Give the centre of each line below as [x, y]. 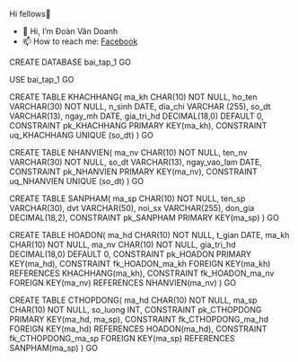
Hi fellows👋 [30, 14]
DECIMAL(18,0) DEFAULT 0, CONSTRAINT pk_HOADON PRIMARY [131, 254]
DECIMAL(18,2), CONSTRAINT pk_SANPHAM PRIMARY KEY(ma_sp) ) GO [145, 217]
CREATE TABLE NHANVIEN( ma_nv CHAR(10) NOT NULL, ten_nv [129, 152]
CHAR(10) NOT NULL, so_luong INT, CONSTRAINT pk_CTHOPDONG [136, 309]
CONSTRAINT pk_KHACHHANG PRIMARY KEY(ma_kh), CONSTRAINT [138, 125]
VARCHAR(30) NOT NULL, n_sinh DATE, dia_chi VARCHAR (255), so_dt [140, 106]
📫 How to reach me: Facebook [80, 41]
